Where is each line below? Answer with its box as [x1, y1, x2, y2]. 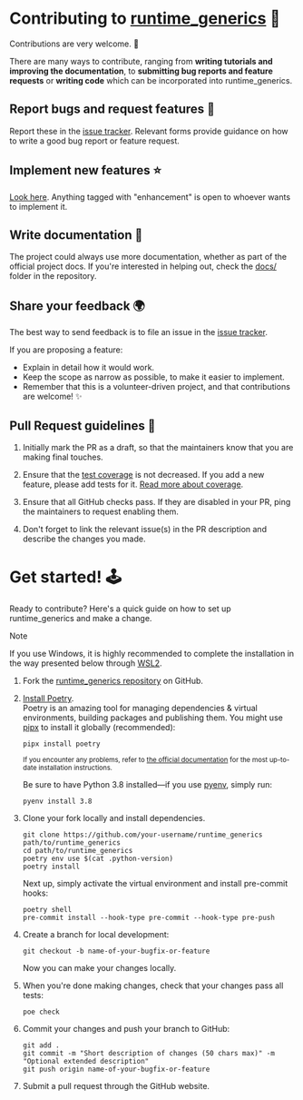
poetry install [22, 862, 81, 871]
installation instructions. [38, 763, 113, 772]
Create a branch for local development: [22, 928, 170, 939]
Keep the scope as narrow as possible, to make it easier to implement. [22, 372, 286, 382]
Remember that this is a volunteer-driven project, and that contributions [22, 382, 290, 392]
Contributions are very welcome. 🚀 [9, 38, 139, 49]
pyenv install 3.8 [22, 797, 93, 806]
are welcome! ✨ [22, 391, 83, 402]
